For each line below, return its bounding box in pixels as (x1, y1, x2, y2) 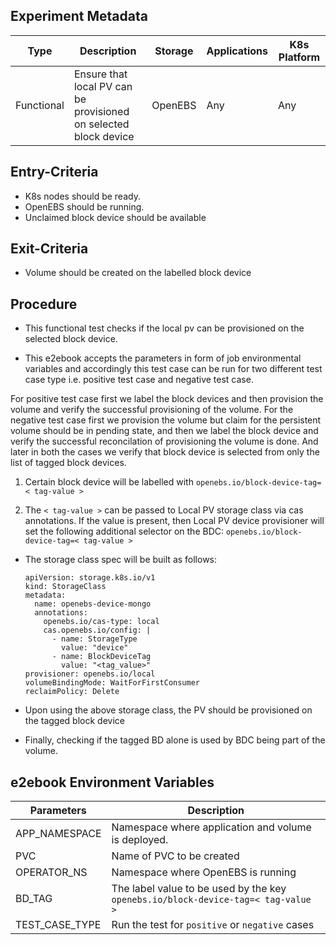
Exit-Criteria (10, 240, 89, 258)
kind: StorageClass (24, 582, 107, 592)
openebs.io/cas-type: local (43, 617, 160, 627)
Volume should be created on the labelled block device (24, 267, 252, 279)
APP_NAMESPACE (15, 827, 102, 841)
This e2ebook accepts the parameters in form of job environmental (24, 352, 302, 364)
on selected (73, 117, 130, 131)
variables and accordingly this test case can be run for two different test (24, 363, 323, 375)
